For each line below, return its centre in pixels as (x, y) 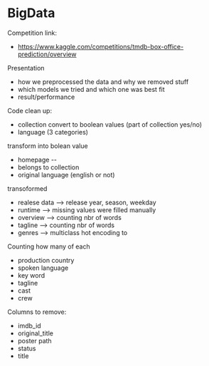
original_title (35, 333)
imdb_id (29, 325)
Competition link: (32, 33)
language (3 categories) (53, 132)
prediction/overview (47, 54)
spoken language (43, 268)
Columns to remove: (37, 312)
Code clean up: (30, 110)
